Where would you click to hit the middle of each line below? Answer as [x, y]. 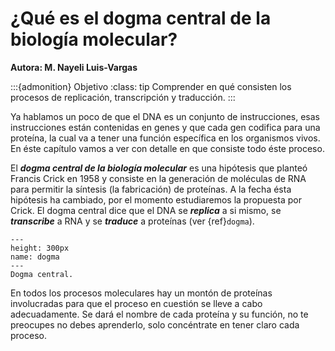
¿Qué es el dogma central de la [141, 18]
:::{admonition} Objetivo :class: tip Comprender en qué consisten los [151, 86]
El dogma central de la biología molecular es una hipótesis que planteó [159, 168]
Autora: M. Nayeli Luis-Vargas [74, 67]
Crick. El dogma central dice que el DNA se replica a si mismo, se [146, 210]
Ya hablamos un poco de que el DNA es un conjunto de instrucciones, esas [165, 116]
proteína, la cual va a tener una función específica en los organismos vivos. [165, 138]
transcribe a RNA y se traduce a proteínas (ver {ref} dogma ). [132, 221]
